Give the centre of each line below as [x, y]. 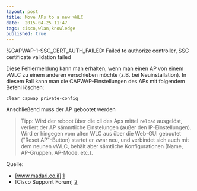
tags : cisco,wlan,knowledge [41, 28]
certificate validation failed [39, 57]
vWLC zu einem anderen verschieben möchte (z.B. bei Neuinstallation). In [96, 75]
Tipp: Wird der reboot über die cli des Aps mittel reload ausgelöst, [101, 121]
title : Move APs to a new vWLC [45, 17]
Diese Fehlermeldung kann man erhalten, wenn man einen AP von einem [95, 68]
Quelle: [15, 164]
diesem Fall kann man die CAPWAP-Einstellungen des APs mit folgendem [96, 82]
